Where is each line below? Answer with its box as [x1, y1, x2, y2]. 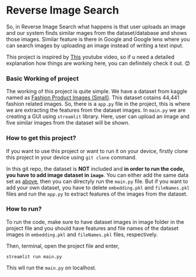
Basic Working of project [6, 74, 79, 83]
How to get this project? [6, 134, 76, 142]
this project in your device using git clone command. [6, 154, 137, 161]
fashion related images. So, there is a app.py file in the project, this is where [6, 100, 191, 107]
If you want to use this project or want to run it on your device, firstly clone [6, 147, 188, 154]
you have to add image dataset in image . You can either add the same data [6, 171, 189, 178]
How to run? [6, 205, 42, 213]
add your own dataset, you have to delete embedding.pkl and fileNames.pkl [6, 184, 190, 191]
